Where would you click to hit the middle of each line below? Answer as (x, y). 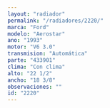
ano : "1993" (25, 40)
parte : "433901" (31, 60)
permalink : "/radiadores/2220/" (55, 21)
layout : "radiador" (36, 14)
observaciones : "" (35, 87)
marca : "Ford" (29, 27)
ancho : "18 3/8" (31, 80)
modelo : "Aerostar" (36, 34)
